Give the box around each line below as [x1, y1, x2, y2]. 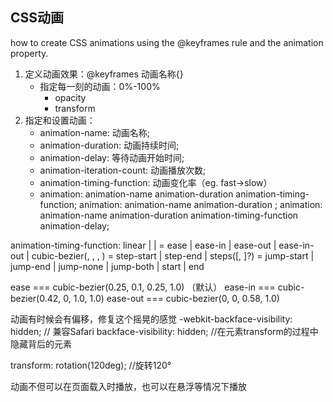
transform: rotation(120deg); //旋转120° [10, 359, 172, 371]
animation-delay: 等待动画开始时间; [39, 151, 185, 163]
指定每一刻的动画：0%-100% [39, 80, 161, 92]
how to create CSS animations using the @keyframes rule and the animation [10, 36, 324, 48]
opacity [54, 91, 87, 103]
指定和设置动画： [24, 114, 96, 126]
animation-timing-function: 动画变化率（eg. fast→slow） [39, 176, 273, 188]
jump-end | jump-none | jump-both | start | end [10, 260, 205, 272]
